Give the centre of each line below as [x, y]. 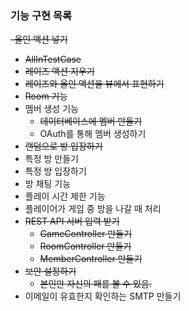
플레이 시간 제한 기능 [65, 196]
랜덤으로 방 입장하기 [63, 146]
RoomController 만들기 [85, 246]
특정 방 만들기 [51, 159]
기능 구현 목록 [41, 15]
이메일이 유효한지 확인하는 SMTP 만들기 [103, 296]
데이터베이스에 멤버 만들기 [91, 121]
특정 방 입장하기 [55, 171]
